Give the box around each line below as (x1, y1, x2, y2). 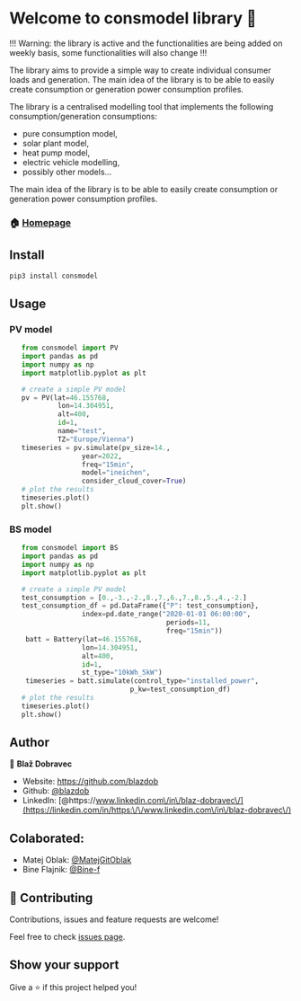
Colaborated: (9, 830, 85, 846)
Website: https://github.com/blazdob (22, 776, 159, 787)
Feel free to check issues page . (9, 932, 126, 943)
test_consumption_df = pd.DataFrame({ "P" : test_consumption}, (21, 601, 259, 610)
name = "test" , (57, 427, 106, 436)
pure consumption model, (22, 128, 119, 138)
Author (9, 735, 49, 750)
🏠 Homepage (9, 216, 72, 228)
